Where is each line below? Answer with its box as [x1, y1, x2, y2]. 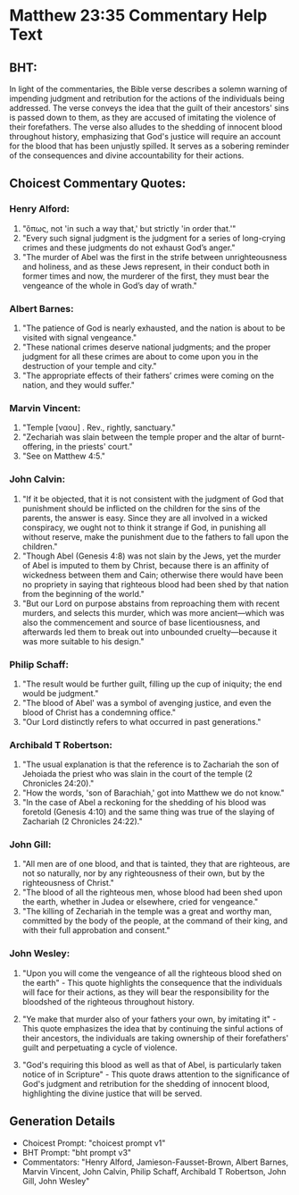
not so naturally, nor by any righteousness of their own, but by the [21, 868, 265, 879]
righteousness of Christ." [21, 878, 114, 888]
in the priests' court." [55, 442, 133, 452]
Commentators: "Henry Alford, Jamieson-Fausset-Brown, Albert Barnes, [21, 1157, 288, 1167]
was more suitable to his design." [21, 635, 145, 646]
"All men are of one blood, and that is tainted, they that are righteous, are [21, 859, 290, 870]
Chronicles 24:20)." [21, 778, 95, 789]
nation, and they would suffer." [21, 379, 136, 390]
